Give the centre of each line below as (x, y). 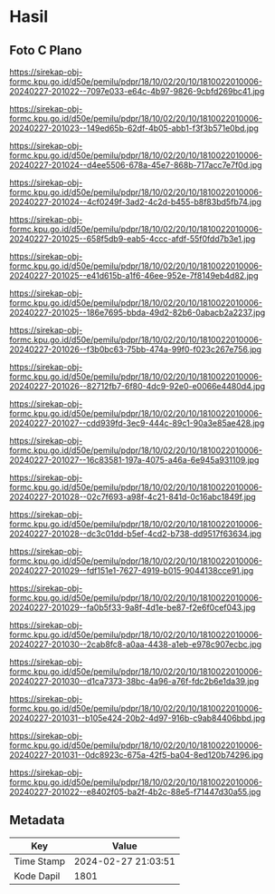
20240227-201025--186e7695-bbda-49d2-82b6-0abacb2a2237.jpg (137, 312)
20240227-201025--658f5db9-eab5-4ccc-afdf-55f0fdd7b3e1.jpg (133, 239)
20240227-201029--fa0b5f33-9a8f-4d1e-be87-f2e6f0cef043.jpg (133, 607)
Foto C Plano (46, 50)
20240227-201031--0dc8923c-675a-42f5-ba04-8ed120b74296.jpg (137, 755)
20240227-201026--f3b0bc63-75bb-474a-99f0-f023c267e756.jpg (136, 349)
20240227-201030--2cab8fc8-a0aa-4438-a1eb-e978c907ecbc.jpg (136, 644)
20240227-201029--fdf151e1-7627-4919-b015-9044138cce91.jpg (132, 570)
